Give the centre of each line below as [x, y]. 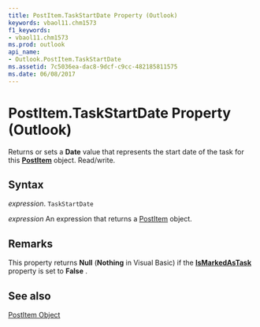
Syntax [26, 185]
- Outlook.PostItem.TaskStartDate [65, 60]
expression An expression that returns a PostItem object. [100, 219]
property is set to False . [48, 271]
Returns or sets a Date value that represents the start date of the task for [126, 151]
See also [30, 296]
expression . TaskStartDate [51, 204]
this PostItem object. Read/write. [62, 160]
